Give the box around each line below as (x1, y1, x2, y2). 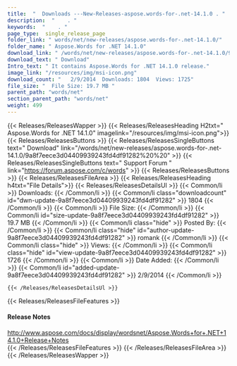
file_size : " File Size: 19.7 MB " (7, 82, 115, 89)
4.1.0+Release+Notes (7, 336, 69, 345)
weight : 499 (7, 102, 42, 109)
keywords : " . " (7, 23, 68, 30)
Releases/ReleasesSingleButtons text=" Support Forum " (7, 158, 172, 167)
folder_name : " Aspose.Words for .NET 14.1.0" (7, 43, 147, 50)
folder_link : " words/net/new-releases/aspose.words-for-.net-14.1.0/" (7, 37, 222, 44)
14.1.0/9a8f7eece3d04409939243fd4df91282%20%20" (7, 151, 171, 159)
